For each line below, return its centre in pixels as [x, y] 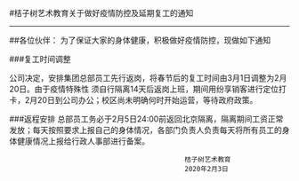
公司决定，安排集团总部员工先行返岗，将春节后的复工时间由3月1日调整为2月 [148, 78]
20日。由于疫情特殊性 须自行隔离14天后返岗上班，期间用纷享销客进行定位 [144, 89]
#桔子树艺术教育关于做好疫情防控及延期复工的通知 [101, 13]
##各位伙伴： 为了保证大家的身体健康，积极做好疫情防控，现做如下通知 [140, 40]
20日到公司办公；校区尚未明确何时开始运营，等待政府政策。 [147, 100]
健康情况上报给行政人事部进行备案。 [83, 141]
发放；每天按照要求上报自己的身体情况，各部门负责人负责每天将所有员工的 [145, 130]
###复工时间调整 [40, 59]
